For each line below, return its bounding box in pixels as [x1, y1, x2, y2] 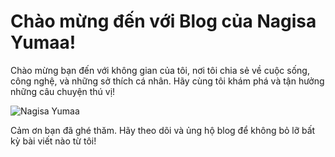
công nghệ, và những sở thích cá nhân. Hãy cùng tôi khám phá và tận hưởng [10, 75, 325, 87]
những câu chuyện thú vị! [10, 85, 116, 97]
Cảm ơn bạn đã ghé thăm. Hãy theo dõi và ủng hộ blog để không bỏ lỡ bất [10, 124, 316, 136]
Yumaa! [10, 31, 77, 54]
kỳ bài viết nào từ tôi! [10, 135, 97, 147]
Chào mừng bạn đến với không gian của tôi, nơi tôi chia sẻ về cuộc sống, [10, 64, 310, 76]
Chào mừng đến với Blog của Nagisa [10, 10, 317, 33]
